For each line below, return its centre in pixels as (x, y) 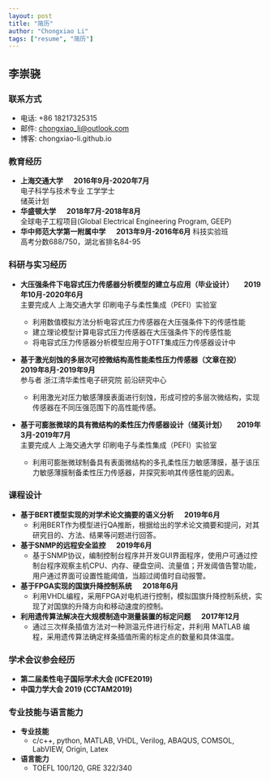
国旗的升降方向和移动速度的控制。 (111, 606)
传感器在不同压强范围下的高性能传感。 (96, 407)
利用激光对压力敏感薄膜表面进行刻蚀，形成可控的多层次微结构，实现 (146, 397)
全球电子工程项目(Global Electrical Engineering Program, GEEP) (126, 221)
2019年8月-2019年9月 (58, 369)
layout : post (30, 16)
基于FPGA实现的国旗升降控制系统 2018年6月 (99, 586)
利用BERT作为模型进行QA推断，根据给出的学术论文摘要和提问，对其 (146, 525)
